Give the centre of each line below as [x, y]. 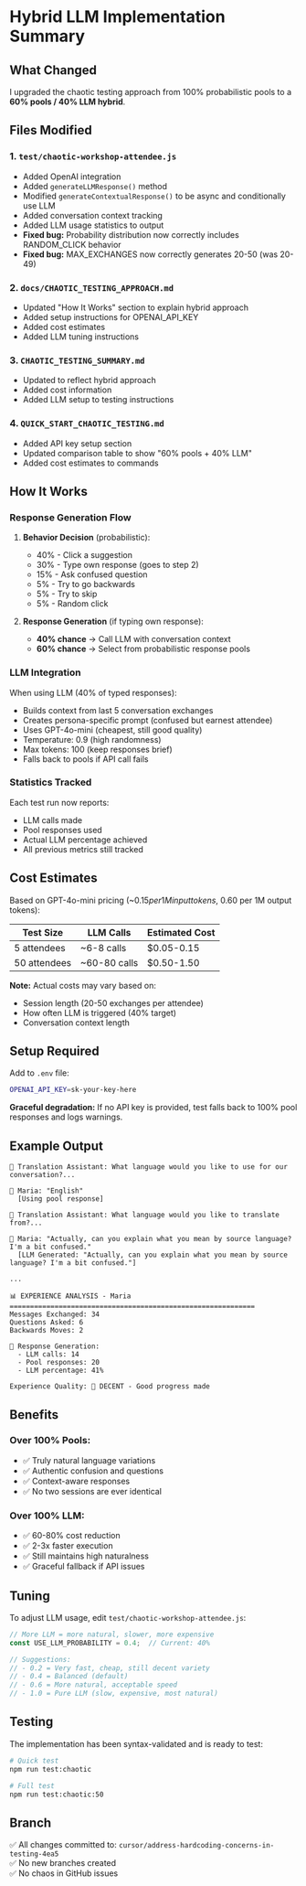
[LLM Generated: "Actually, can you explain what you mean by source [153, 1255]
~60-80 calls [110, 962]
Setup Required [55, 1051]
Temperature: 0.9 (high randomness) [92, 739]
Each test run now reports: [59, 802]
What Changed [53, 70]
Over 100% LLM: [47, 1516]
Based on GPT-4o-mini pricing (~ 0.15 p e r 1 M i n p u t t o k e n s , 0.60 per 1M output [151, 900]
